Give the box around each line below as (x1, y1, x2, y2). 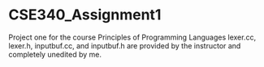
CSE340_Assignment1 (8, 6, 162, 24)
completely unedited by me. (8, 49, 102, 59)
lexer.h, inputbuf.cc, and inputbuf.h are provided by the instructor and (8, 40, 241, 50)
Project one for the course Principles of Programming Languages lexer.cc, (8, 32, 257, 42)
